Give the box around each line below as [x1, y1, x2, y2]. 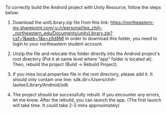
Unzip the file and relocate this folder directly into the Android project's [12, 50, 160, 56]
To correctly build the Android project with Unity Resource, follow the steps [5, 5, 161, 10]
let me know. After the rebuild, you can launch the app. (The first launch [12, 97, 161, 103]
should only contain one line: [12, 77, 72, 82]
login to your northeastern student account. [12, 41, 103, 47]
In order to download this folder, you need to [65, 35, 157, 41]
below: [5, 10, 19, 16]
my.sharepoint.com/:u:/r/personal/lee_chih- [12, 25, 103, 31]
